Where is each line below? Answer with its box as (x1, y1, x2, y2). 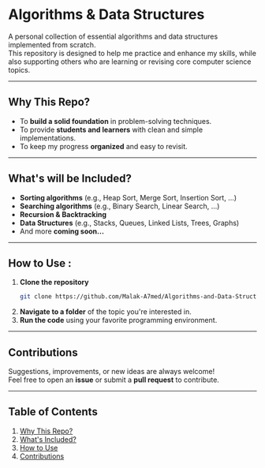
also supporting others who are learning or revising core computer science (8, 57, 252, 66)
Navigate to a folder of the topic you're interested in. (19, 307, 192, 316)
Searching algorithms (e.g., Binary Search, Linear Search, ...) (19, 201, 220, 211)
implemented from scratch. (8, 39, 96, 49)
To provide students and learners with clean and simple (19, 125, 203, 134)
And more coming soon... (19, 227, 105, 236)
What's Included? (19, 434, 77, 444)
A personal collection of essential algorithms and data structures (8, 32, 218, 41)
